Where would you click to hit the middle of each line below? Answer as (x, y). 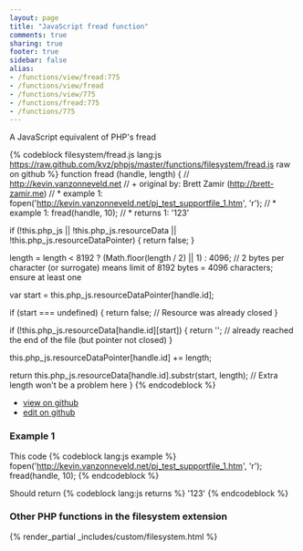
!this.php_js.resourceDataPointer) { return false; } (102, 240)
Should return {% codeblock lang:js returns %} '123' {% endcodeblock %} (149, 493)
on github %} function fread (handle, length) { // (99, 174)
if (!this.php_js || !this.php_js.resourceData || (93, 231)
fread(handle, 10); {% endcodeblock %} (84, 475)
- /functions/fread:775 (55, 103)
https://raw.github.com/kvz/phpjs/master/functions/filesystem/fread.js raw (150, 164)
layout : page (34, 18)
